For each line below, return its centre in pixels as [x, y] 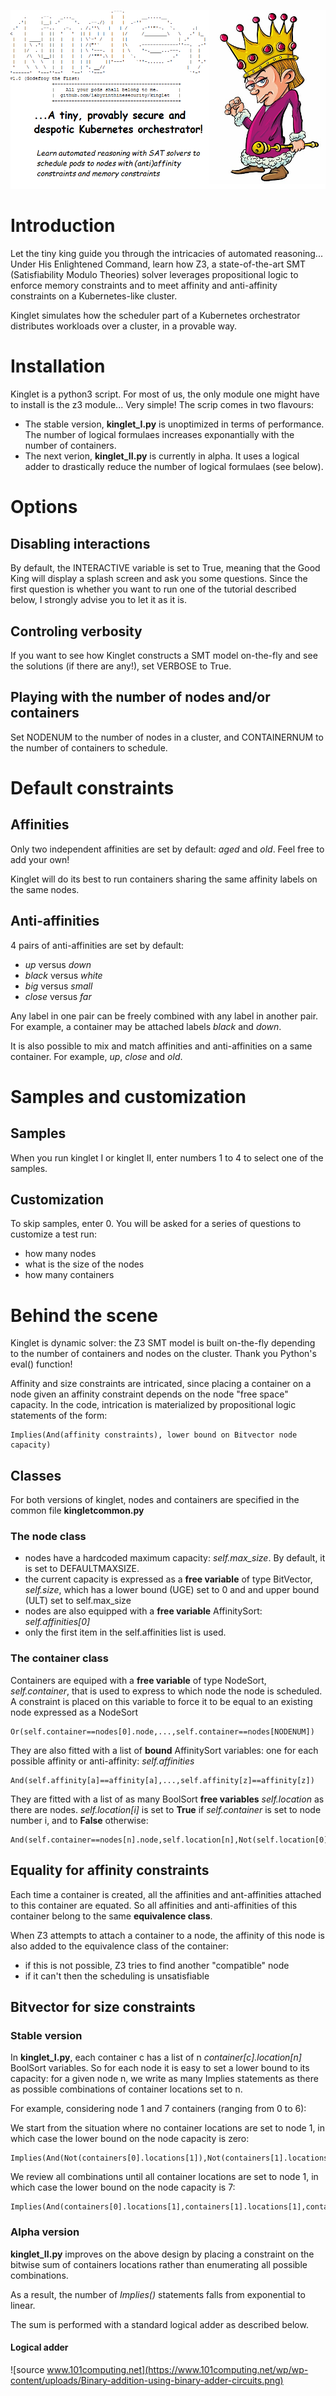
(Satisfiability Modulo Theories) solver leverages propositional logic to [154, 275]
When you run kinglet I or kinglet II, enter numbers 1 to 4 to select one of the [167, 1157]
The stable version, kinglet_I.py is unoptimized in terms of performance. [174, 424]
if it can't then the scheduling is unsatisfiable [117, 1976]
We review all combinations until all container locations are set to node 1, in [164, 2177]
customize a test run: [53, 1234]
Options [44, 507]
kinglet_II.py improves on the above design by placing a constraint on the [162, 2254]
